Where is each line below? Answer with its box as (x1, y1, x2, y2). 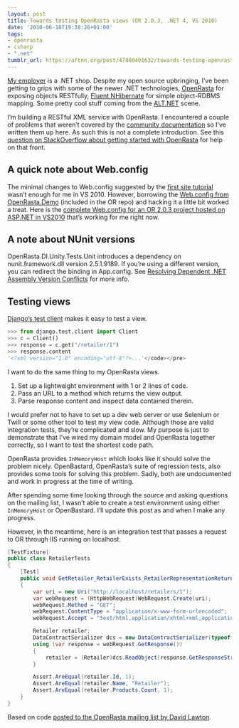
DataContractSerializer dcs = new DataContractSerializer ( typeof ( (33, 634, 234, 641)
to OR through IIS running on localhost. (7, 534, 121, 543)
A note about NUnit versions (7, 233, 135, 246)
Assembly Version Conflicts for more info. (7, 275, 130, 283)
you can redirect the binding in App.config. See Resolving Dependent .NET (7, 268, 226, 276)
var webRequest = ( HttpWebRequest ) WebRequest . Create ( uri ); (33, 595, 212, 602)
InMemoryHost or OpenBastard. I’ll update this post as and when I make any (7, 506, 225, 515)
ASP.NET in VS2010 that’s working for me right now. (7, 213, 160, 221)
